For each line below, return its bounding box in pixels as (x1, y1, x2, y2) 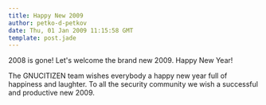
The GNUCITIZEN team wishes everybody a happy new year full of (8, 71, 228, 80)
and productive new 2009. (8, 88, 96, 98)
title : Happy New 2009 (8, 11, 84, 20)
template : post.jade (8, 33, 77, 42)
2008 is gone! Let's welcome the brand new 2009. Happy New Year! (8, 56, 233, 65)
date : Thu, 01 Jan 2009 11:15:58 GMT (8, 26, 134, 34)
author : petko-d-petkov (8, 19, 88, 27)
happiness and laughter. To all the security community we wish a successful (8, 80, 259, 89)
